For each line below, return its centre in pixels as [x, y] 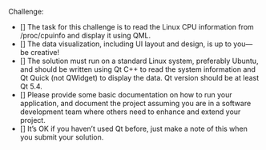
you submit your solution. [62, 137]
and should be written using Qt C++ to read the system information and [138, 69]
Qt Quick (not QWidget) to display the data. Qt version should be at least [139, 78]
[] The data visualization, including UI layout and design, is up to [126, 44]
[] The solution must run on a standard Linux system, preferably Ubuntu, [139, 61]
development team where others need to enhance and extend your [130, 112]
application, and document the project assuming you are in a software [135, 103]
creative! [45, 52]
